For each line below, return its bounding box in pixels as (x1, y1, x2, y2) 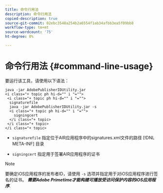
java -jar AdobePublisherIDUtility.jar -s (9, 104, 97, 109)
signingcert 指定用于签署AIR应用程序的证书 (12, 151, 100, 157)
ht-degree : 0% (5, 34, 34, 39)
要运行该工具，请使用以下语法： (5, 78, 69, 83)
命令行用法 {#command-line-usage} (5, 61, 153, 72)
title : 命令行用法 (5, 7, 39, 12)
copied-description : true (5, 16, 57, 21)
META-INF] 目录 (12, 141, 44, 146)
